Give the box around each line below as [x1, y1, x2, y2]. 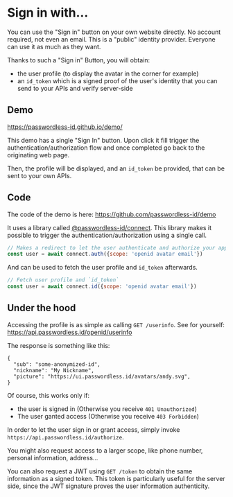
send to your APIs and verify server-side [17, 84, 133, 92]
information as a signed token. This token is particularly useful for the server [7, 474, 225, 482]
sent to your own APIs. [7, 171, 72, 180]
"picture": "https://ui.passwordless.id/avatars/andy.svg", [13, 373, 191, 380]
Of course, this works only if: [7, 391, 90, 399]
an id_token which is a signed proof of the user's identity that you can [17, 76, 218, 85]
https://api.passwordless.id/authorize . [7, 433, 124, 441]
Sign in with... [7, 5, 89, 21]
